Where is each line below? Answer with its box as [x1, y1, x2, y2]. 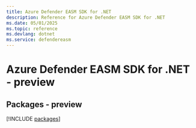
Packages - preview [6, 99, 82, 109]
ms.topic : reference [6, 25, 58, 32]
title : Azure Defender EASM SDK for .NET [6, 8, 112, 15]
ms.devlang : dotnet [6, 31, 55, 37]
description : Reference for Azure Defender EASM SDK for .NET [6, 14, 165, 20]
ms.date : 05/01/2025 [6, 20, 58, 26]
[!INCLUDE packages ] [6, 115, 61, 122]
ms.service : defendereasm [6, 37, 71, 43]
